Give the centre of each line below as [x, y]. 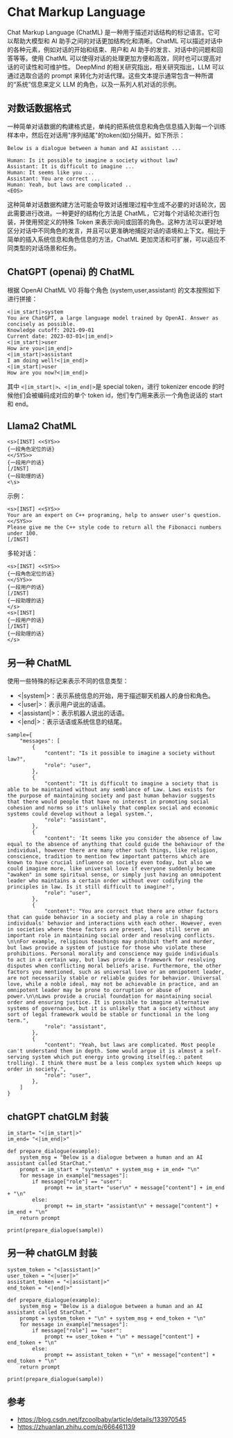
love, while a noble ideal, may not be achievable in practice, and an [113, 984]
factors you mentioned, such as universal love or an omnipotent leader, [116, 972]
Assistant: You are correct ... [54, 179]
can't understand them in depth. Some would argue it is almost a [105, 1051]
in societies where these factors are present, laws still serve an [108, 929]
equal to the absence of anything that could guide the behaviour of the [116, 845]
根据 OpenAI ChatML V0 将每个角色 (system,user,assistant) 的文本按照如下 [114, 290]
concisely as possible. [42, 324]
